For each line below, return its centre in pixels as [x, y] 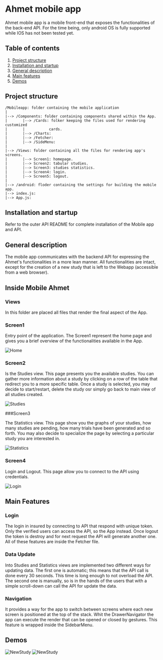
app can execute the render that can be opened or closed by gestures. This [81, 620]
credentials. [17, 476]
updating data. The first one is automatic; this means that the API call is [77, 570]
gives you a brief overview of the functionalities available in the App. [74, 341]
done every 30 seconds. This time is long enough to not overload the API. [79, 575]
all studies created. [24, 395]
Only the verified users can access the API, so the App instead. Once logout [81, 531]
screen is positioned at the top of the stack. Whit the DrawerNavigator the [80, 614]
